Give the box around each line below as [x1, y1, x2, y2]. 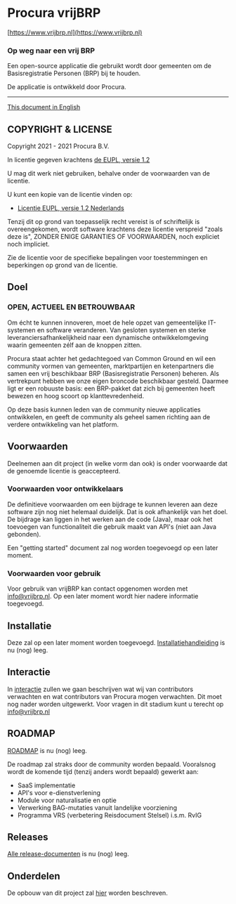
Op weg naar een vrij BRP [7, 46, 96, 55]
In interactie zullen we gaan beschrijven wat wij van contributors [7, 685, 194, 693]
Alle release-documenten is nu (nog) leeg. [7, 850, 129, 858]
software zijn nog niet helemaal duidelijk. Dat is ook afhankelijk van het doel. [7, 507, 228, 516]
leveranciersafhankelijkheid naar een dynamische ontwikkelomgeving [7, 333, 209, 341]
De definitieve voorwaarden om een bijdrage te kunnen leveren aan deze [7, 500, 218, 509]
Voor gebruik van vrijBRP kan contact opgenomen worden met [7, 584, 188, 593]
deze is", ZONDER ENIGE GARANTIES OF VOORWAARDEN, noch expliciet [7, 232, 220, 241]
